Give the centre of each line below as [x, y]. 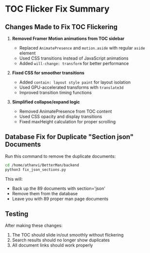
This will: [14, 179]
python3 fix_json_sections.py [36, 169]
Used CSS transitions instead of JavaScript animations [74, 58]
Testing [17, 214]
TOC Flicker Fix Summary [57, 9]
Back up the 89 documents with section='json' [59, 188]
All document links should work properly [52, 245]
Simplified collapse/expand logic [46, 102]
